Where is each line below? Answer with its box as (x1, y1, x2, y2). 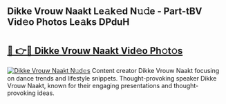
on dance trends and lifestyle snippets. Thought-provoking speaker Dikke (7, 74, 217, 82)
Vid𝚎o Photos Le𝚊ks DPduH (7, 17, 130, 28)
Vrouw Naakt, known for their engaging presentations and (7, 82, 173, 90)
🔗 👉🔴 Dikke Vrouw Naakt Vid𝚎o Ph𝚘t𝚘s (7, 45, 183, 56)
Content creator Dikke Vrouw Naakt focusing (92, 67, 220, 74)
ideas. (37, 89, 55, 97)
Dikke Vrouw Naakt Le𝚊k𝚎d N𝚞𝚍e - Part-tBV (7, 6, 203, 17)
